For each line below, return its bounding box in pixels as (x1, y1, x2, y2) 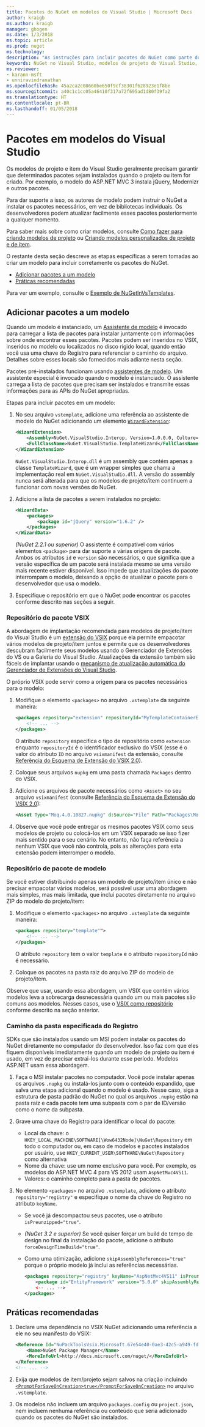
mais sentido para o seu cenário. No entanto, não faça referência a (15, 836, 184, 843)
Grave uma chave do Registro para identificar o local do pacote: (15, 1118, 176, 1125)
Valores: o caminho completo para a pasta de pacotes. (24, 1175, 162, 1182)
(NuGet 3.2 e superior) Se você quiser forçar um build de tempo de (24, 1230, 193, 1237)
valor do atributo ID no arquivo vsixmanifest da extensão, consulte (15, 751, 184, 758)
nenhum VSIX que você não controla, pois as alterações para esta (15, 842, 182, 850)
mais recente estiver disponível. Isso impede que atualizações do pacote (15, 567, 198, 574)
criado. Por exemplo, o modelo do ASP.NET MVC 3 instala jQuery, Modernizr (6, 178, 199, 185)
